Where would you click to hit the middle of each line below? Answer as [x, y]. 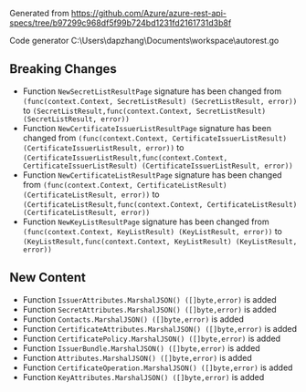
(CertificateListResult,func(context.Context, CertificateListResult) [160, 204]
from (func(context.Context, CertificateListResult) [125, 184]
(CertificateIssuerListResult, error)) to [103, 147]
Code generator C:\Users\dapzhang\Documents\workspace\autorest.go [144, 41]
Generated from [40, 13]
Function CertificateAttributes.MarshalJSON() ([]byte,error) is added [160, 328]
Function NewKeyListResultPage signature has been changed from [146, 222]
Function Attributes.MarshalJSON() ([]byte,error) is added [137, 357]
